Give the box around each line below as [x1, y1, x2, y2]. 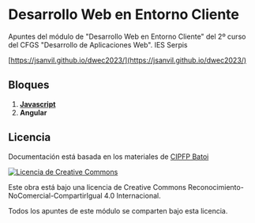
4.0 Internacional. [103, 191, 161, 200]
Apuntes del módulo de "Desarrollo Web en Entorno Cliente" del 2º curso [8, 32, 246, 41]
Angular [19, 108, 47, 117]
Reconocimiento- [188, 182, 245, 191]
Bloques [8, 78, 50, 92]
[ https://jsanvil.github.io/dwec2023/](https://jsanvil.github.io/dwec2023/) [8, 55, 247, 65]
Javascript [19, 99, 56, 108]
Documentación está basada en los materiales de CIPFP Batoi [8, 152, 209, 161]
